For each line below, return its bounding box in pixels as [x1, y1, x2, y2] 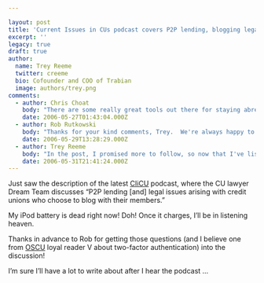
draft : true [8, 48, 47, 56]
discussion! [8, 251, 46, 260]
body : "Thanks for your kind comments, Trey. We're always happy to [22, 128, 255, 136]
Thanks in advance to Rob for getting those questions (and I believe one [8, 234, 242, 244]
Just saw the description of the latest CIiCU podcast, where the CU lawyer [8, 178, 249, 189]
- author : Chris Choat [15, 99, 90, 107]
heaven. [8, 219, 35, 229]
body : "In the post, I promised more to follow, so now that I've [22, 150, 244, 158]
